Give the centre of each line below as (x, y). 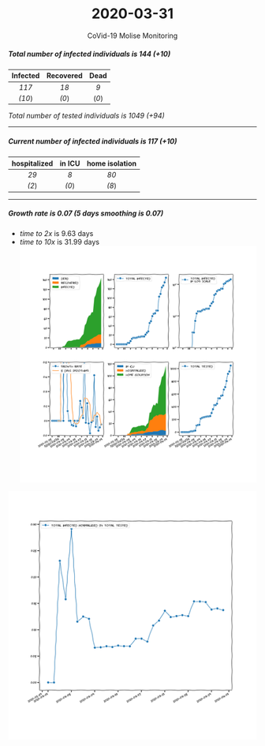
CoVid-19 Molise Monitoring (132, 36)
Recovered (64, 76)
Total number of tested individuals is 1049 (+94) (87, 116)
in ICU (70, 163)
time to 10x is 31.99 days (60, 242)
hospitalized (32, 163)
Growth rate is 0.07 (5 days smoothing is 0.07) (86, 213)
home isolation (111, 163)
